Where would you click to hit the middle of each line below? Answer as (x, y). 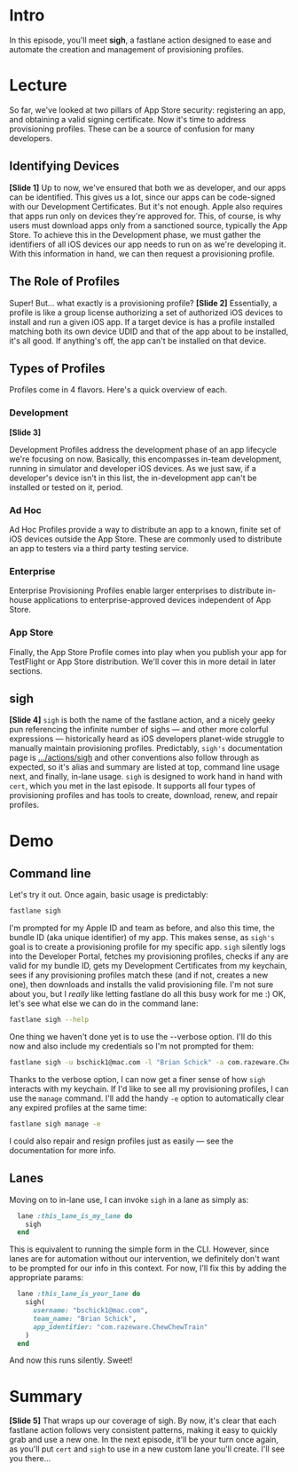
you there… (30, 1459)
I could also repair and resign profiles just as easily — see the (122, 1141)
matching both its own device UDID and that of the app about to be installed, (149, 331)
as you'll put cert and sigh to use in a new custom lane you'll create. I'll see (147, 1449)
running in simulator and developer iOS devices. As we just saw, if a (133, 468)
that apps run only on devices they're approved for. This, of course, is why (145, 216)
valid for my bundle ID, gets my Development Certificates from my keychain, (149, 966)
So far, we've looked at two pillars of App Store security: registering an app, (148, 110)
